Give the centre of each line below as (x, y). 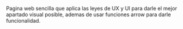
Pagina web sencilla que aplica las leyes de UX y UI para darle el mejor (92, 8)
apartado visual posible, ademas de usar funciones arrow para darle (89, 14)
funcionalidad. (23, 21)
